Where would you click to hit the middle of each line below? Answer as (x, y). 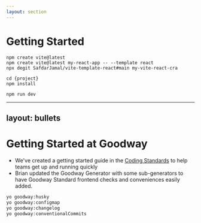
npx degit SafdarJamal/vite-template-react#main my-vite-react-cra (92, 68)
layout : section (26, 12)
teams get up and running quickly (56, 167)
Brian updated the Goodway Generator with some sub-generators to (99, 173)
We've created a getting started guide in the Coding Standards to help (101, 160)
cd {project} (22, 79)
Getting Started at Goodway (77, 144)
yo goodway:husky (28, 197)
